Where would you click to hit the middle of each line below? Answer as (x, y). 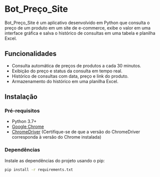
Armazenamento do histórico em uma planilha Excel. (65, 81)
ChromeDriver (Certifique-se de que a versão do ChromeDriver (76, 132)
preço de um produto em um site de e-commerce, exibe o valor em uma (78, 28)
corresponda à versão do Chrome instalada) (56, 137)
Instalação (21, 97)
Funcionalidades (31, 54)
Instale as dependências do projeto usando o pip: (55, 160)
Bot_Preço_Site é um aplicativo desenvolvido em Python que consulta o (77, 23)
